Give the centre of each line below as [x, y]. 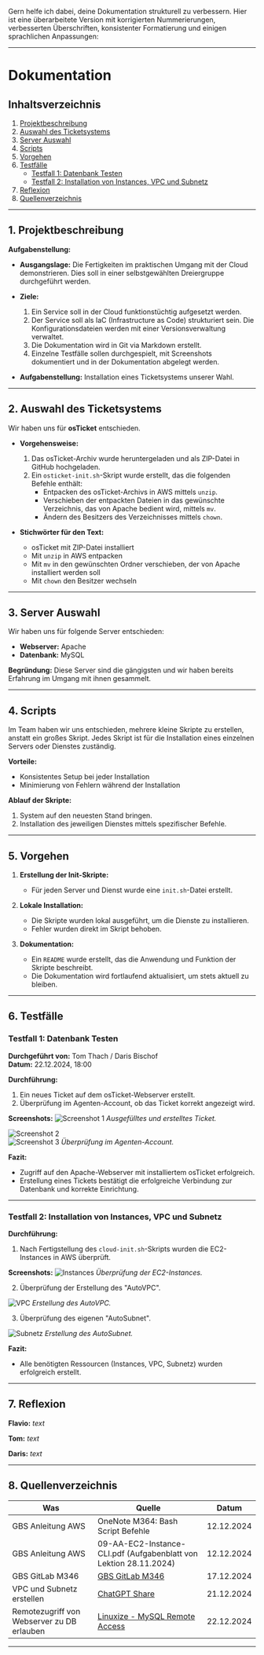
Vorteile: [23, 762]
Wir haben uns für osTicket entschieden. [75, 428]
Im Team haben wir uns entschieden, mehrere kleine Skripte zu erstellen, [126, 730]
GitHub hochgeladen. [66, 467]
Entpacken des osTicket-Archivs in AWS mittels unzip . [130, 492]
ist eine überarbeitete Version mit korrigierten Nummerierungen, [112, 20]
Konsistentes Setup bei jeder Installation [84, 777]
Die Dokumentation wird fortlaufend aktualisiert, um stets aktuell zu [140, 976]
